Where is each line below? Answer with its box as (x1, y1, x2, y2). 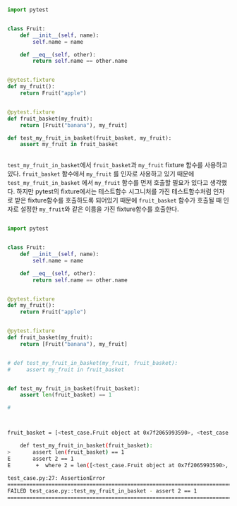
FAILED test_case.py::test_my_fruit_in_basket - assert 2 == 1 (7, 488, 197, 495)
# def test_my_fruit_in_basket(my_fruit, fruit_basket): (7, 359, 178, 366)
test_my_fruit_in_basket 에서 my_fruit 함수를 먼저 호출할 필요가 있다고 (7, 179, 209, 187)
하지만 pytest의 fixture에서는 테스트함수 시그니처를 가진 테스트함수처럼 (16, 187, 212, 195)
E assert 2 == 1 (7, 455, 74, 462)
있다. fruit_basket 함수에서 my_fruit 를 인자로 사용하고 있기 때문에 (7, 169, 195, 178)
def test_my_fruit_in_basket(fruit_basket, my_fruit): (7, 134, 172, 142)
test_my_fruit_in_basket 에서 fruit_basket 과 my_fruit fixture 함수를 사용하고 (7, 161, 228, 169)
